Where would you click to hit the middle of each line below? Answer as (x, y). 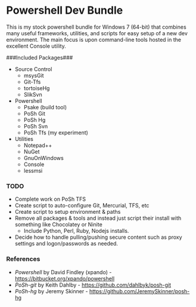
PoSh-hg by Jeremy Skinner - (51, 291)
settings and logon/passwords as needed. (66, 244)
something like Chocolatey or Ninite (58, 225)
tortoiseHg (37, 88)
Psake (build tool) (45, 107)
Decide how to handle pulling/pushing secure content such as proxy (99, 237)
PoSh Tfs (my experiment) (56, 133)
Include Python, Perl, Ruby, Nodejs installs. (76, 231)
